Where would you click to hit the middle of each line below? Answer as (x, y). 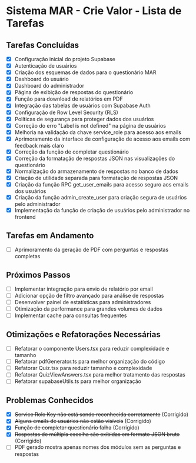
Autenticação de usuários (46, 66)
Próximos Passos (38, 275)
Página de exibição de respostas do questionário (74, 92)
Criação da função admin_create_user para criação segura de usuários (101, 198)
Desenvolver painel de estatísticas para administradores (83, 302)
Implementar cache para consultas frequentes (71, 315)
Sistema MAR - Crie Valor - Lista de (94, 11)
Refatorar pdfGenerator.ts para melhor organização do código (90, 362)
